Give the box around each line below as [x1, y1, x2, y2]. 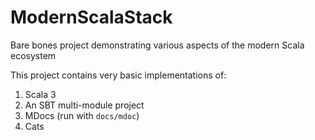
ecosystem [10, 49, 57, 61]
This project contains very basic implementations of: [10, 69, 227, 81]
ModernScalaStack [10, 6, 173, 29]
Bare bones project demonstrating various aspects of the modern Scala [10, 39, 305, 51]
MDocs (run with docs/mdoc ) [24, 109, 140, 121]
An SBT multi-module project [24, 99, 145, 111]
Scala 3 [24, 88, 57, 100]
